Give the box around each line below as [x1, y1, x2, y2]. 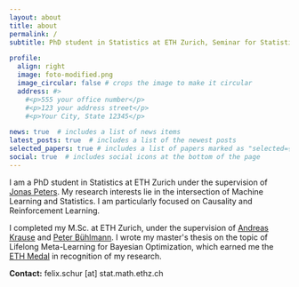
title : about [9, 21, 58, 30]
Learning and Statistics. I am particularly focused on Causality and [9, 195, 253, 206]
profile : [9, 54, 42, 63]
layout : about [9, 12, 62, 22]
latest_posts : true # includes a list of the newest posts [9, 136, 238, 145]
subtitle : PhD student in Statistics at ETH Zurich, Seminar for [9, 37, 256, 47]
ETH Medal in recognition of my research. [9, 251, 162, 261]
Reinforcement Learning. [9, 205, 101, 216]
